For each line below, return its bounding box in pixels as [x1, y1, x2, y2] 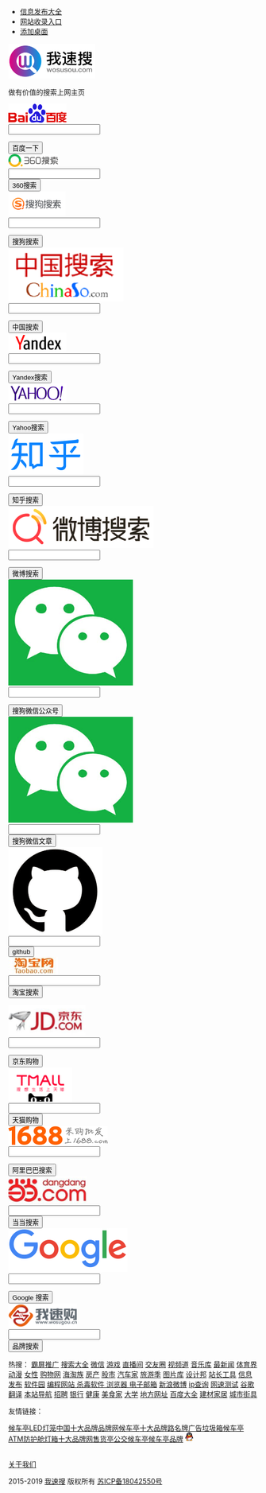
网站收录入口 [19, 17, 62, 26]
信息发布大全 [19, 7, 62, 16]
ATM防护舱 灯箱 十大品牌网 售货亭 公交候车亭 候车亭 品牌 [8, 1434, 184, 1444]
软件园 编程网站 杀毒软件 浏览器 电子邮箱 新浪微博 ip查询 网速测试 [23, 1379, 239, 1389]
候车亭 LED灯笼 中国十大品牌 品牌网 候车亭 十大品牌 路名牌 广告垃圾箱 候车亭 [8, 1423, 245, 1433]
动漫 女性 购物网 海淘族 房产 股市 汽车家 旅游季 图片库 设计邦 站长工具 [8, 1370, 237, 1378]
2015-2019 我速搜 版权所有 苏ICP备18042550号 [8, 1476, 163, 1486]
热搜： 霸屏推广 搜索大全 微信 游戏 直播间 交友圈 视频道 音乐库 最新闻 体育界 [8, 1359, 258, 1369]
